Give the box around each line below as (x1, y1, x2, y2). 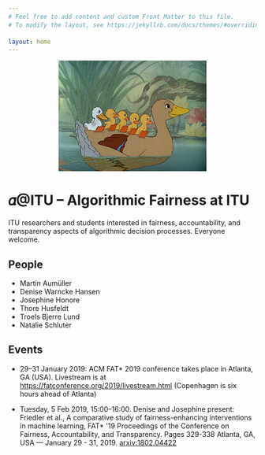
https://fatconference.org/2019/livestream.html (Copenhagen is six (19, 380, 237, 390)
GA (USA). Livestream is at (19, 372, 106, 382)
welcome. (8, 235, 40, 244)
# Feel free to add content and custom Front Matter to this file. (8, 13, 235, 20)
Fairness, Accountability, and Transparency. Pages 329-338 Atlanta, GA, (19, 429, 256, 438)
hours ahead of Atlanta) (19, 389, 97, 398)
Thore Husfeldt (19, 304, 69, 313)
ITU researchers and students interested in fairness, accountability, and (8, 218, 241, 227)
